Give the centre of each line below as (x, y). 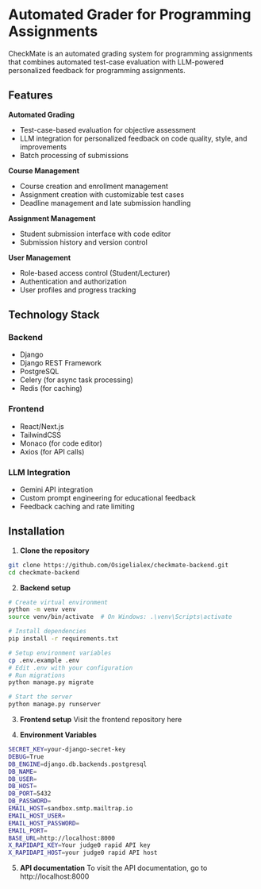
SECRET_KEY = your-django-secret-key (67, 750)
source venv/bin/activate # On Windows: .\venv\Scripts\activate (120, 617)
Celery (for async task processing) (76, 380)
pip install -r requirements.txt (63, 639)
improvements (43, 147)
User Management (40, 257)
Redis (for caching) (51, 388)
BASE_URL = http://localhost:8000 (61, 838)
